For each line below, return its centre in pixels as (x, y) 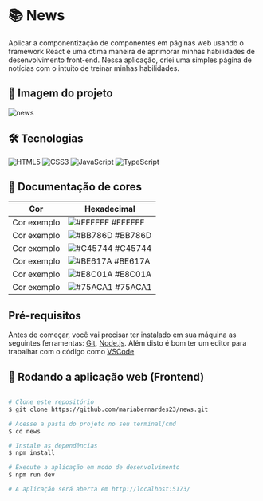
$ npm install (32, 453)
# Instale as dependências (53, 446)
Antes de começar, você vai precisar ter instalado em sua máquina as (122, 335)
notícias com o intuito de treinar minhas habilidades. (94, 68)
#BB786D (133, 236)
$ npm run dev (32, 475)
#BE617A (132, 261)
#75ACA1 (134, 288)
